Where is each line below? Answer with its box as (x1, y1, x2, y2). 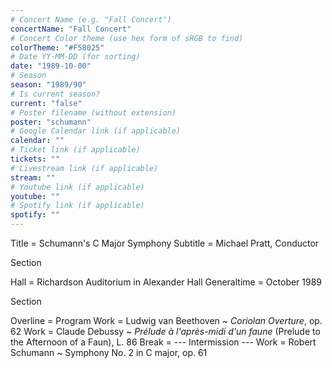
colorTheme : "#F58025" (10, 42, 105, 53)
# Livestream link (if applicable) (10, 163, 159, 173)
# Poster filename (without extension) (10, 107, 177, 118)
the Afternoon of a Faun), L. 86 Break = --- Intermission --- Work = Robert (10, 336, 317, 348)
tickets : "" (10, 154, 60, 164)
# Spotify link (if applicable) (10, 201, 145, 211)
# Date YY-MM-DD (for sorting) (10, 52, 141, 62)
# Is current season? (10, 89, 101, 99)
